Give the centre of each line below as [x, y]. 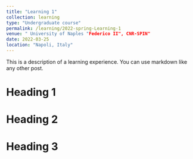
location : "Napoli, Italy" [40, 45]
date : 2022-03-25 [28, 39]
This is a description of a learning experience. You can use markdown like [97, 62]
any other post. [25, 68]
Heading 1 [31, 92]
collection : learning [33, 17]
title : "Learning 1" [32, 12]
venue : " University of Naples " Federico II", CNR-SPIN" [78, 34]
